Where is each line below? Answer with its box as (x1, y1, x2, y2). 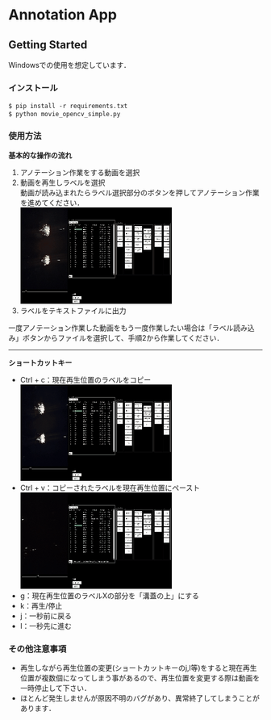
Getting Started (8, 38, 88, 52)
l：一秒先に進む (19, 621, 73, 630)
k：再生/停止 (19, 601, 63, 610)
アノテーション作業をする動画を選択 (19, 167, 140, 177)
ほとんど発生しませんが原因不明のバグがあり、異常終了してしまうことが (19, 693, 260, 703)
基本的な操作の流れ (8, 150, 73, 160)
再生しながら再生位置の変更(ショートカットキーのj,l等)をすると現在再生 (19, 663, 257, 672)
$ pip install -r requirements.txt (8, 103, 128, 111)
